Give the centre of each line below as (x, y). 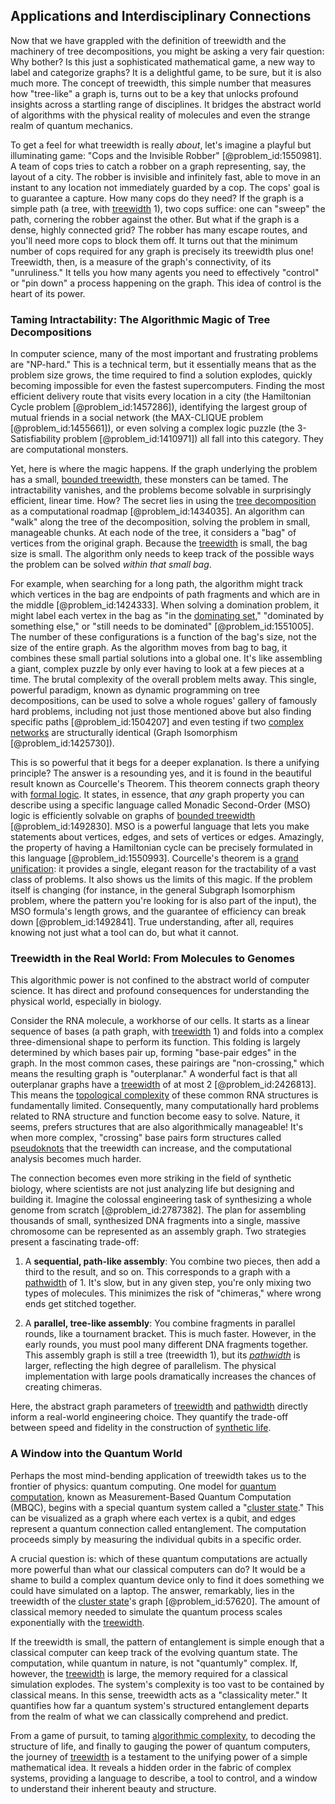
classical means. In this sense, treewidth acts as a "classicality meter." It (159, 1695)
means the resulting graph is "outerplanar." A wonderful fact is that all (154, 1074)
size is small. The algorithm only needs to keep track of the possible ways (162, 554)
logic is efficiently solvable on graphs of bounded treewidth (133, 816)
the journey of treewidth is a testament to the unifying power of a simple (159, 1756)
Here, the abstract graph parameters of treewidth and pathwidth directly (159, 1406)
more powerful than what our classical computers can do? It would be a (158, 1569)
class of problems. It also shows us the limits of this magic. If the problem (161, 880)
